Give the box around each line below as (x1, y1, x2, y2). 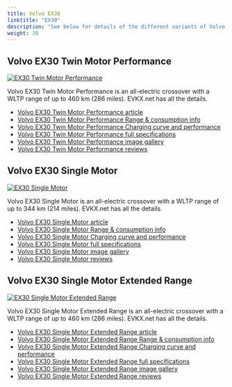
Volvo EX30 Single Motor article (17, 217, 109, 226)
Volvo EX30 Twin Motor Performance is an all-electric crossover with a (7, 88, 210, 96)
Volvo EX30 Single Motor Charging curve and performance (17, 232, 186, 240)
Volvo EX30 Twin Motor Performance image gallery (17, 138, 165, 146)
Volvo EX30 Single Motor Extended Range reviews (17, 372, 162, 380)
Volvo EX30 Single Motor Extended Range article (17, 327, 158, 336)
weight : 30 (7, 29, 39, 37)
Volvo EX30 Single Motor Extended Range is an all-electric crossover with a (7, 306, 224, 315)
